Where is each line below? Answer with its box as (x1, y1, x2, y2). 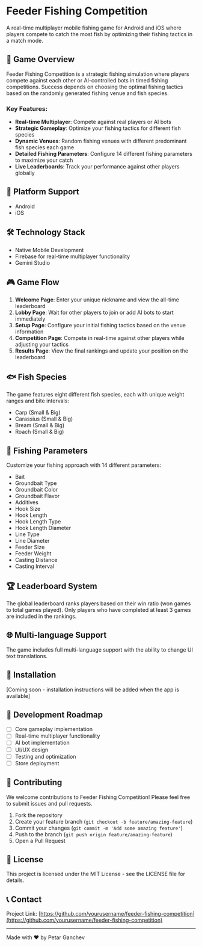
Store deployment (14, 759, 60, 767)
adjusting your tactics (14, 341, 69, 348)
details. (6, 877, 25, 884)
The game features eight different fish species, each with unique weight (6, 391, 185, 398)
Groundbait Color (14, 486, 58, 493)
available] (6, 692, 31, 699)
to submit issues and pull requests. (6, 800, 93, 807)
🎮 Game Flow (6, 277, 60, 288)
